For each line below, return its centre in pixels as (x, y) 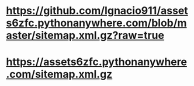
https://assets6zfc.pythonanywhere (96, 62)
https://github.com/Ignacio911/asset (97, 11)
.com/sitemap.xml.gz (59, 74)
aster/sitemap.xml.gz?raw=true (85, 35)
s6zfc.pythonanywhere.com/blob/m (96, 23)
